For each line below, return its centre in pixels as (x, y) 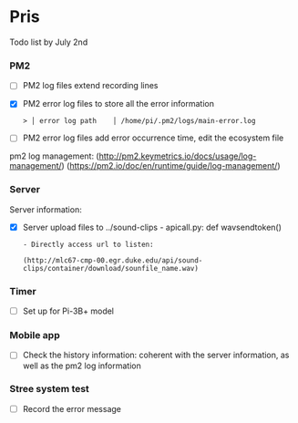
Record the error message (72, 408)
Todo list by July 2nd (49, 42)
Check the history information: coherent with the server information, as (156, 355)
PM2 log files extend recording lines (90, 86)
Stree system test (49, 389)
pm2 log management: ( (54, 156)
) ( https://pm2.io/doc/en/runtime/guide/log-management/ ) (171, 166)
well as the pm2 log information (82, 366)
